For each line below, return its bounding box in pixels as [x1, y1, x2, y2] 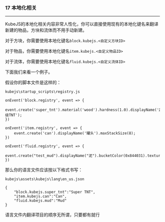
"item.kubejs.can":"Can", [14, 194, 67, 199]
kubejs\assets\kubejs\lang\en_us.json [5, 177, 84, 182]
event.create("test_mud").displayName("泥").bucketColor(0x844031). [5, 154, 147, 159]
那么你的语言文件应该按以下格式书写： [5, 167, 82, 173]
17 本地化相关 [5, 4, 37, 11]
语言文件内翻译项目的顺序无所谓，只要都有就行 [5, 212, 100, 218]
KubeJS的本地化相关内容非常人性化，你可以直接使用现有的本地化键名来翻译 [5, 21, 159, 27]
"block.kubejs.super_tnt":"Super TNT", [14, 190, 96, 195]
